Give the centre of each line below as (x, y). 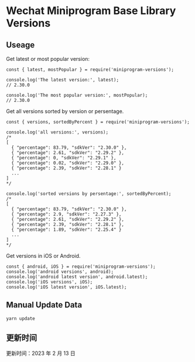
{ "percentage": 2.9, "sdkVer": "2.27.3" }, (66, 214)
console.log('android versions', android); (60, 272)
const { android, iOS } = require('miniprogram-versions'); (81, 267)
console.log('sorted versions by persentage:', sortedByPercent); (89, 194)
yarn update (20, 318)
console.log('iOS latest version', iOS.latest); (66, 287)
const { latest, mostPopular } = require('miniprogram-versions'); (90, 70)
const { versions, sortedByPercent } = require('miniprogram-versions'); (98, 122)
